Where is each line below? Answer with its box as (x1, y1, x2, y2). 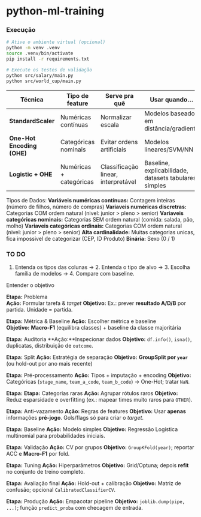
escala (100, 120, 120, 128)
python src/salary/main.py (6, 72, 74, 79)
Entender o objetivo (6, 281, 55, 289)
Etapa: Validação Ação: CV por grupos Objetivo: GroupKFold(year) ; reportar (6, 443, 194, 451)
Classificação (100, 162, 139, 171)
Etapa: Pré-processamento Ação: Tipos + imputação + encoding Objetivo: (6, 371, 191, 379)
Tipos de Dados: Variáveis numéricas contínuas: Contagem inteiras (6, 196, 175, 204)
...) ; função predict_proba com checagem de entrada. (6, 504, 144, 511)
